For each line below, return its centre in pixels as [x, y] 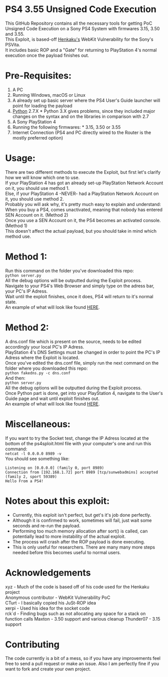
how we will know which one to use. [42, 177]
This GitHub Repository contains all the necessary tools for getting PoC [79, 23]
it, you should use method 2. [35, 199]
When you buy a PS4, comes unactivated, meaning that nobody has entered [84, 210]
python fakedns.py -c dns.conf [38, 373]
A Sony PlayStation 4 [34, 121]
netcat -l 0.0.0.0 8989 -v [33, 454]
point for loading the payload [42, 106]
